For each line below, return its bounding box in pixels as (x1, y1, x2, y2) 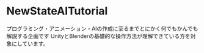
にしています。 (11, 40, 49, 47)
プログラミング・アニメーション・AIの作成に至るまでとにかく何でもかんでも (6, 25, 199, 32)
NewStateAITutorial (6, 4, 108, 18)
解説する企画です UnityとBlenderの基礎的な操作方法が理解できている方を (6, 32, 191, 40)
